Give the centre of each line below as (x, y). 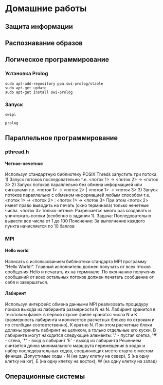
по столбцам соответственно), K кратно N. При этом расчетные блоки (79, 324)
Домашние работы (46, 9)
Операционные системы (45, 376)
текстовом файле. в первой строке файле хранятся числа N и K (71, 314)
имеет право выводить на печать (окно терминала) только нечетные (77, 205)
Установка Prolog (27, 74)
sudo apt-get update (26, 88)
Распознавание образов (44, 43)
